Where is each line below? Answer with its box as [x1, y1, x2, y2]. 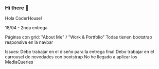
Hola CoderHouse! [5, 16, 42, 21]
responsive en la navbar [5, 39, 53, 45]
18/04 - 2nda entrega [5, 25, 48, 31]
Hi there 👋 [5, 4, 29, 11]
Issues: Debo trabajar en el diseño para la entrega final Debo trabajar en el [5, 49, 154, 55]
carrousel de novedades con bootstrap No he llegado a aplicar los [5, 54, 138, 60]
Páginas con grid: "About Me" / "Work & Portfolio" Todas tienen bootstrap [5, 34, 152, 40]
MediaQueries [5, 59, 34, 65]
